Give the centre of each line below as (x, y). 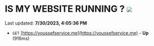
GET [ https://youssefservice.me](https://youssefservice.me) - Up (80, 33)
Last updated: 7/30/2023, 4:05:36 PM (46, 23)
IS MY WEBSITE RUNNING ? (65, 9)
